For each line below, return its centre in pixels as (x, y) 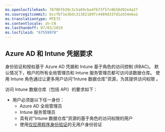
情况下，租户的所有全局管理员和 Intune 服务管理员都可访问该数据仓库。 (82, 72)
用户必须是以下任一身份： (38, 99)
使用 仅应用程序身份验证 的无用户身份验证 (61, 124)
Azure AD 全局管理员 (41, 106)
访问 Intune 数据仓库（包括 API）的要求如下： (51, 89)
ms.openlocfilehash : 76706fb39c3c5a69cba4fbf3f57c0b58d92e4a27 (72, 10)
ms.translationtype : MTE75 (33, 19)
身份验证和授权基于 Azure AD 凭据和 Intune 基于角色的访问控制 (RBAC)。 (79, 66)
